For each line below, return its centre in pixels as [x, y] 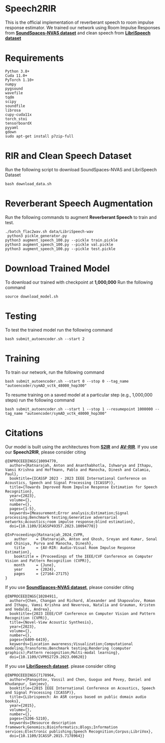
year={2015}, [23, 705]
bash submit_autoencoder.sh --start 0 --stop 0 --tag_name [67, 381]
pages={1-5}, [23, 509]
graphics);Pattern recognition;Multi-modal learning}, [63, 652]
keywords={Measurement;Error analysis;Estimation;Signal [69, 513]
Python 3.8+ [17, 71]
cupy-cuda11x [18, 114]
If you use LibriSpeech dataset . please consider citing [60, 666]
